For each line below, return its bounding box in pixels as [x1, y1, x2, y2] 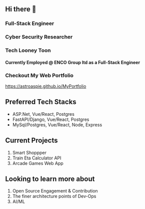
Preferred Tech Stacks [5, 98, 76, 106]
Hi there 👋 [5, 5, 36, 14]
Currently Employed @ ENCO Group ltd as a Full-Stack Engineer [5, 59, 140, 65]
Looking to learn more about [5, 175, 95, 183]
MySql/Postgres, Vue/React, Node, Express [12, 121, 102, 128]
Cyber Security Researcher [5, 34, 73, 41]
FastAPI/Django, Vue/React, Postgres [12, 116, 89, 122]
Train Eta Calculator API [12, 155, 61, 161]
